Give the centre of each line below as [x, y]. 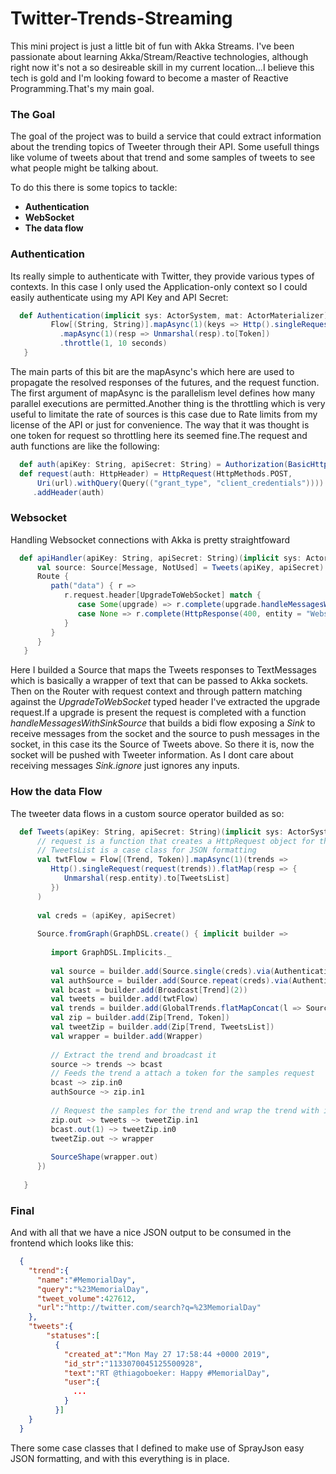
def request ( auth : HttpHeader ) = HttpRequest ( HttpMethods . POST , [156, 473]
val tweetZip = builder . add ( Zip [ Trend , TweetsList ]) [162, 1027]
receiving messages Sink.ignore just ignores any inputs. [125, 766]
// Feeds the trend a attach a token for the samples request [182, 1073]
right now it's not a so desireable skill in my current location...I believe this [162, 67]
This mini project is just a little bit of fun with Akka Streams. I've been [152, 46]
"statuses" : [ [73, 1336]
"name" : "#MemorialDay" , [86, 1280]
